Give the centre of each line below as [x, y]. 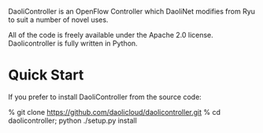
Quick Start [46, 75]
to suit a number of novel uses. [58, 20]
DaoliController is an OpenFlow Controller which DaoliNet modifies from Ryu [132, 11]
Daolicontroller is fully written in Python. [73, 43]
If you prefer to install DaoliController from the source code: [105, 97]
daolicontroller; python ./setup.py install [73, 120]
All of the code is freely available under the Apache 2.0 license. [111, 35]
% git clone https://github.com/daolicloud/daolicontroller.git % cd [114, 112]
